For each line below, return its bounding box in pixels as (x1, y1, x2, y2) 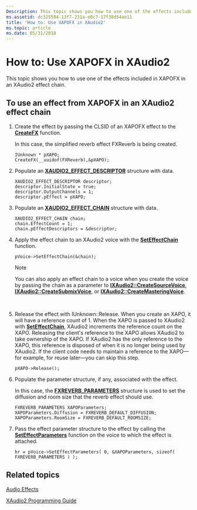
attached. (14, 437, 38, 444)
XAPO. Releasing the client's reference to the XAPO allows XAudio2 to (14, 329, 185, 336)
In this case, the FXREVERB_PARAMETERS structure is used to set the (14, 387, 186, 394)
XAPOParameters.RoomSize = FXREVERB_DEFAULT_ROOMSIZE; (14, 414, 152, 421)
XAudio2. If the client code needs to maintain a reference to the (14, 348, 168, 355)
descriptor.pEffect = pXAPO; (14, 194, 86, 200)
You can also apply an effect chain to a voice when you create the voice (14, 275, 189, 282)
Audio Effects (6, 485, 39, 492)
